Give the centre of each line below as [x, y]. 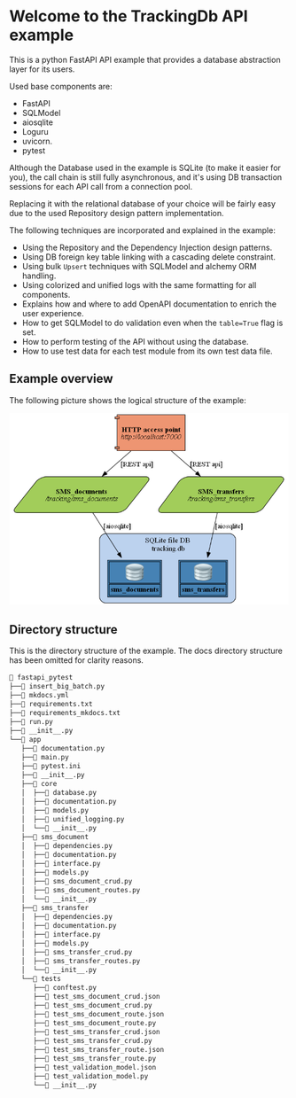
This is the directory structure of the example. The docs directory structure [146, 651]
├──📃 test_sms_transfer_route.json [98, 1050]
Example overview [61, 379]
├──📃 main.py [45, 758]
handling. [39, 276]
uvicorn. [37, 141]
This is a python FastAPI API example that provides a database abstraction [145, 59]
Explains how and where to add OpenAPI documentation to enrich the [149, 304]
